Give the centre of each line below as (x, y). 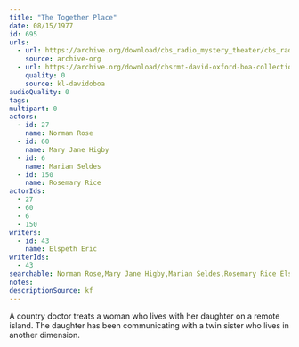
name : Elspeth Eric (61, 249)
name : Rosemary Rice (63, 183)
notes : (21, 282)
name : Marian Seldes (63, 166)
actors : (24, 117)
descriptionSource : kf (51, 290)
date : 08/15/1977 (41, 26)
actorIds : (28, 191)
